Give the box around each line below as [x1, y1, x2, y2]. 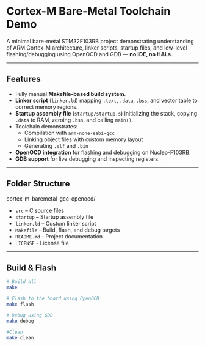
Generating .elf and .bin [24, 142, 88, 149]
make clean [6, 334, 34, 340]
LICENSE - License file [15, 239, 69, 246]
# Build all [6, 279, 37, 285]
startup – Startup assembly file [15, 213, 94, 221]
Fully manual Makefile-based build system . [15, 90, 126, 97]
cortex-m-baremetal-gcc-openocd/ [6, 194, 96, 202]
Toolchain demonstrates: [15, 122, 78, 130]
